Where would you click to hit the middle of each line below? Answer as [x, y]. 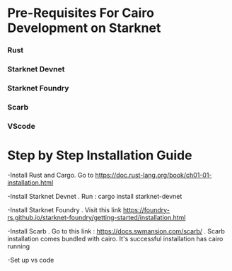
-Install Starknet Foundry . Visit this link [64, 209]
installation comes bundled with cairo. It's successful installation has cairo [115, 238]
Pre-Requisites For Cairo [81, 13]
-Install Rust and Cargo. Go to [51, 175]
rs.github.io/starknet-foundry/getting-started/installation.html [97, 217]
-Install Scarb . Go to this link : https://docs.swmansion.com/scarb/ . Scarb [116, 231]
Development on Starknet [84, 28]
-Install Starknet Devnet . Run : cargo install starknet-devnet [95, 196]
